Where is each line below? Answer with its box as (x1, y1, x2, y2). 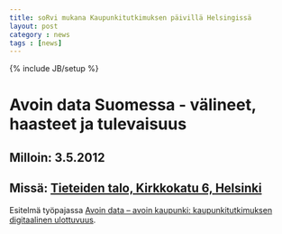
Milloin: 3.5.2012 (9, 150, 105, 165)
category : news (9, 30, 70, 39)
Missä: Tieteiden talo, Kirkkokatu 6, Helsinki (9, 181, 262, 196)
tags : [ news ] (9, 38, 63, 48)
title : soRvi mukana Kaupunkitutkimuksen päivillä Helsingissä (9, 13, 252, 23)
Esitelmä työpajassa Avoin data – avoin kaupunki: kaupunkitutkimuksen (9, 204, 273, 215)
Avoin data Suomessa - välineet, (9, 95, 257, 116)
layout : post (9, 22, 59, 31)
